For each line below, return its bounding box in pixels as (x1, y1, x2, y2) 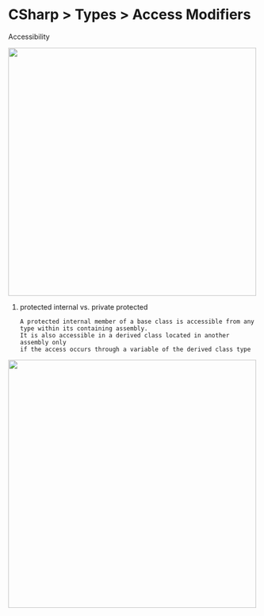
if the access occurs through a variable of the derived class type (19, 345, 251, 353)
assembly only (19, 338, 67, 346)
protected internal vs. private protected (19, 302, 148, 311)
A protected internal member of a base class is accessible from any (19, 318, 255, 325)
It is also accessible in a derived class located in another (19, 331, 230, 339)
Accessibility (8, 32, 50, 41)
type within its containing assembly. (19, 324, 148, 333)
